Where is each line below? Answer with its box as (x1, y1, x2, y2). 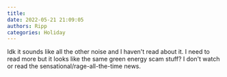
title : (7, 10, 26, 17)
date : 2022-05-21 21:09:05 (7, 16, 84, 23)
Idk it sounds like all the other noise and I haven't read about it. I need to (7, 48, 210, 56)
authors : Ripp (7, 22, 48, 29)
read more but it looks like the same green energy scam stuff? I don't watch (7, 55, 220, 63)
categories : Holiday (7, 29, 66, 36)
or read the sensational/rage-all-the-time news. (7, 62, 142, 70)
